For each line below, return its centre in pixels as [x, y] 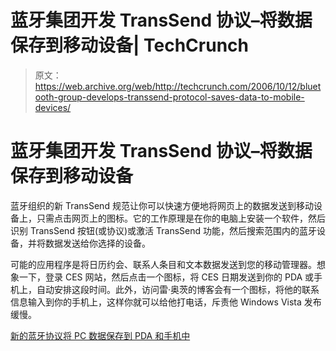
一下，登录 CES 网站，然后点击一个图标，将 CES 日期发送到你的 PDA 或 [166, 277]
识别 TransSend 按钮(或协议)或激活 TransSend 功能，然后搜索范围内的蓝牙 [164, 230]
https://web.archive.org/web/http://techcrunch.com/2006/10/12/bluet [178, 86]
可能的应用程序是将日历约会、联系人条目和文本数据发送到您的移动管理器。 [163, 264]
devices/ [53, 107]
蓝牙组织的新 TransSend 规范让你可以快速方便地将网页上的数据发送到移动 [162, 205]
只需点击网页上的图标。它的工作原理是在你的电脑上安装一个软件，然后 [181, 218]
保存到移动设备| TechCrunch [130, 45]
